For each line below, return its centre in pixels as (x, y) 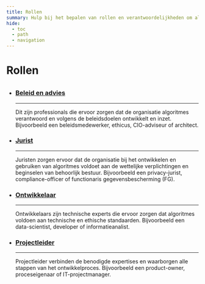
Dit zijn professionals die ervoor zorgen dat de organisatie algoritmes (102, 112)
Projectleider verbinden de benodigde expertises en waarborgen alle (102, 261)
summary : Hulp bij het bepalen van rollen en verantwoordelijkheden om (99, 18)
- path (20, 35)
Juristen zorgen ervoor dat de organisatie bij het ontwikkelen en (95, 160)
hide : (13, 23)
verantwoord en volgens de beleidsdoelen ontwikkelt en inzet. (93, 118)
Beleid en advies (40, 93)
